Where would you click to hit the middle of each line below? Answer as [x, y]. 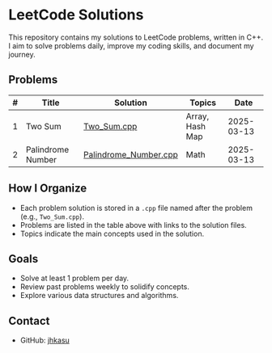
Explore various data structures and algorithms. [99, 296]
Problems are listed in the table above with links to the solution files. [133, 225]
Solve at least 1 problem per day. [74, 278]
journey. [22, 54]
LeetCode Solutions [76, 15]
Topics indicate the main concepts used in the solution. [112, 233]
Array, [198, 116]
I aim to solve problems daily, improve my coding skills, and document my [131, 45]
